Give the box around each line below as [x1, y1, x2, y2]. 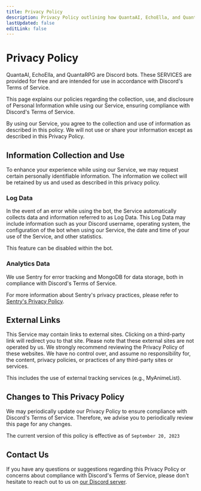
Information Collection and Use [6, 150, 125, 160]
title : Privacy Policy [6, 8, 63, 15]
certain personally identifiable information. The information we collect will [6, 172, 187, 179]
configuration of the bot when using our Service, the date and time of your [6, 226, 190, 234]
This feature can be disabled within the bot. [6, 244, 114, 252]
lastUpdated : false [6, 20, 55, 26]
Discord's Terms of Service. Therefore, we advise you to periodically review [6, 414, 193, 421]
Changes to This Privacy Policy [6, 391, 124, 402]
